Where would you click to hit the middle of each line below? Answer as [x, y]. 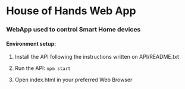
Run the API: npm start [43, 68]
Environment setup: [31, 43]
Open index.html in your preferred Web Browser [73, 80]
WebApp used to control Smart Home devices [73, 30]
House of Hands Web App [71, 11]
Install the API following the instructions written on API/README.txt [97, 57]
